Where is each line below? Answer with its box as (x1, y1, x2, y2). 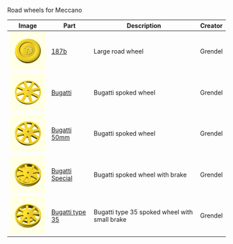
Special (51, 174, 73, 183)
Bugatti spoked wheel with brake (93, 170, 187, 179)
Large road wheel (93, 47, 144, 55)
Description (126, 21, 162, 30)
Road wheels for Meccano (7, 6, 83, 14)
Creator (200, 21, 223, 30)
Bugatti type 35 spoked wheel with (93, 208, 193, 216)
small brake (93, 215, 127, 223)
